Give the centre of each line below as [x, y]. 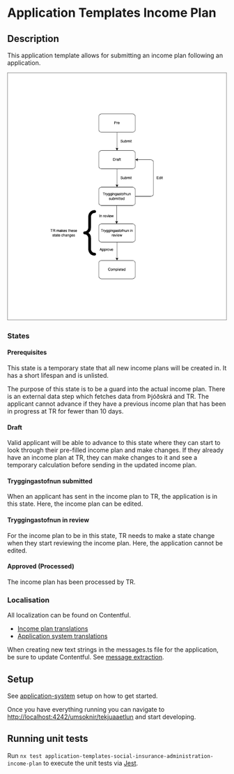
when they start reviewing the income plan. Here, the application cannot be [115, 543]
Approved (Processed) [41, 567]
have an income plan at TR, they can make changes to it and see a [102, 458]
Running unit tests [48, 739]
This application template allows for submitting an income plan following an [115, 55]
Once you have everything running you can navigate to [86, 709]
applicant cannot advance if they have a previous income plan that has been [117, 404]
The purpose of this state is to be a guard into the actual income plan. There [116, 389]
